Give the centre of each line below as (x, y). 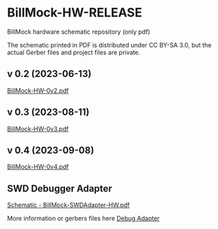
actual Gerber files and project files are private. (74, 52)
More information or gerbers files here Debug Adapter (83, 219)
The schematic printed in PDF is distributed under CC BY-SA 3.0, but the (109, 45)
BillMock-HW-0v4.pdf (38, 167)
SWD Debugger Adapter (60, 188)
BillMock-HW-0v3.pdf (38, 129)
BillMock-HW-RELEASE (75, 13)
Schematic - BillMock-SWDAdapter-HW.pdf (69, 205)
